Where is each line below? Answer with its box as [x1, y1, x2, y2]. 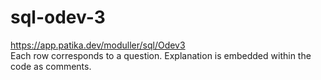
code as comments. [10, 60, 92, 72]
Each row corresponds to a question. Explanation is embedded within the [10, 49, 312, 61]
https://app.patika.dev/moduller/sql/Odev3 [10, 39, 186, 51]
